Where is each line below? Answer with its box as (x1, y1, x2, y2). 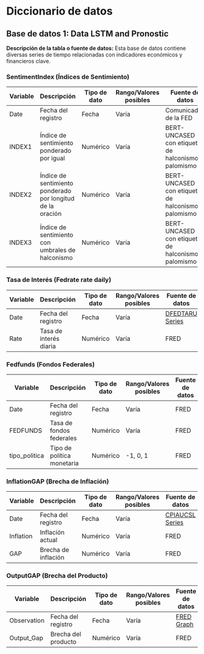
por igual (39, 154, 66, 162)
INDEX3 (9, 238, 32, 247)
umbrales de (39, 246, 76, 255)
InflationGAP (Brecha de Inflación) (6, 477, 109, 486)
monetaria (49, 459, 79, 467)
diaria (39, 342, 56, 350)
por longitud (39, 194, 75, 203)
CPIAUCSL (165, 511, 196, 519)
